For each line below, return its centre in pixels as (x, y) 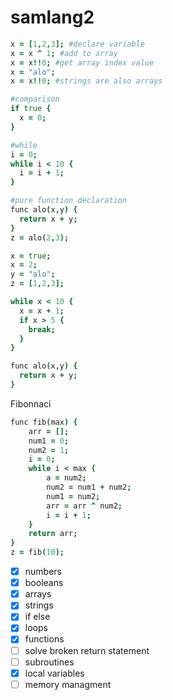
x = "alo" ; (33, 72)
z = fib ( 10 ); (37, 552)
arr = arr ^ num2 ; (84, 506)
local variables (54, 673)
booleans (44, 583)
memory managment (68, 684)
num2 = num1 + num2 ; (89, 487)
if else (37, 617)
